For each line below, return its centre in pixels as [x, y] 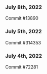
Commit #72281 [22, 67]
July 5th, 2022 [23, 32]
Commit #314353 [23, 42]
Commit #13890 [22, 18]
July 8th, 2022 [23, 7]
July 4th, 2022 [24, 56]
